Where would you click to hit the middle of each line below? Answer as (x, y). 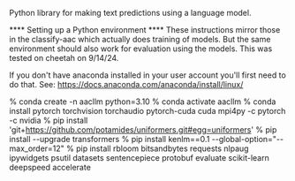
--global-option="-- (248, 139)
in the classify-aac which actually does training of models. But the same (140, 39)
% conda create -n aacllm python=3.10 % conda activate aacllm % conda (143, 102)
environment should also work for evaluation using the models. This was (141, 49)
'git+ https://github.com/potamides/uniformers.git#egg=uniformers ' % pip (143, 130)
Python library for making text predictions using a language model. (130, 13)
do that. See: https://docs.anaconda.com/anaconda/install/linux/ (126, 84)
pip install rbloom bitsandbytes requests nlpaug (163, 148)
